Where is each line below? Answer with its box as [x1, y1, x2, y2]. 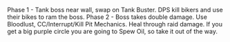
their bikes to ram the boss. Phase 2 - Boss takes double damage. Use [7, 13, 207, 21]
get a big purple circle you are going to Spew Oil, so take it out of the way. [7, 27, 218, 35]
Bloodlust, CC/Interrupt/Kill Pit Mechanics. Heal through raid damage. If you [7, 20, 223, 28]
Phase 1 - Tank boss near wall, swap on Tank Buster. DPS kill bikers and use [7, 6, 223, 14]
